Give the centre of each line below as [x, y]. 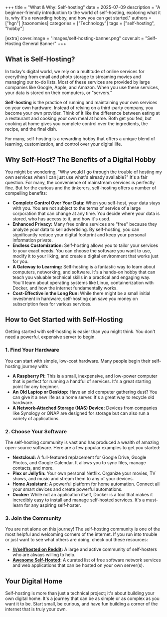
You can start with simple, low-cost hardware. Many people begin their [78, 361]
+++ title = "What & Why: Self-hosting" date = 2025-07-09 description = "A [83, 7]
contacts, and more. [33, 468]
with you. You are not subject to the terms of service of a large [77, 208]
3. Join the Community [33, 518]
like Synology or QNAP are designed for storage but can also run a [81, 413]
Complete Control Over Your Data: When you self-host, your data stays [86, 203]
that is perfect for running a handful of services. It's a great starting [82, 381]
